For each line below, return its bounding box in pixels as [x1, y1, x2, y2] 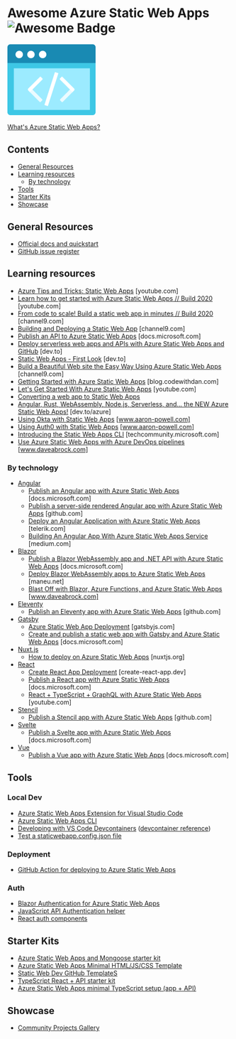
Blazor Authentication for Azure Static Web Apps [17, 899, 160, 908]
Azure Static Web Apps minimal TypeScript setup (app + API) [17, 984, 196, 993]
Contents [7, 144, 50, 156]
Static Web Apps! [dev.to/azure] [17, 407, 111, 416]
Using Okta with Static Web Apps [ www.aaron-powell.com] [17, 414, 191, 424]
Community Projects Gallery [17, 1023, 100, 1032]
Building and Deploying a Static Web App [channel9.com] [17, 324, 186, 333]
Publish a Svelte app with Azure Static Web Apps [28, 728, 172, 737]
